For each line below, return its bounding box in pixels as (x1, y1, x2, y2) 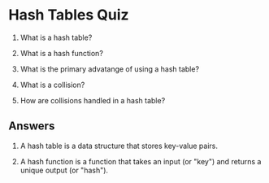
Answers (8, 120, 55, 133)
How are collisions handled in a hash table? (20, 95, 166, 105)
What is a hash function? (20, 48, 104, 58)
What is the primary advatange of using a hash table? (20, 63, 200, 74)
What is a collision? (20, 80, 85, 89)
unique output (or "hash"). (20, 165, 108, 175)
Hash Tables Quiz (8, 6, 129, 24)
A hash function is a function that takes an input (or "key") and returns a (20, 156, 262, 166)
